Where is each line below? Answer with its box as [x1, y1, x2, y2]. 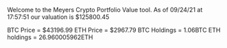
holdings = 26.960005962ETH [7, 33, 94, 41]
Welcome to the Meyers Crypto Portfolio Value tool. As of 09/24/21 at [7, 6, 203, 14]
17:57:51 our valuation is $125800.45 [7, 13, 110, 21]
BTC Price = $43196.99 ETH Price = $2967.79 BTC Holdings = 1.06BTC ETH [7, 26, 221, 34]
